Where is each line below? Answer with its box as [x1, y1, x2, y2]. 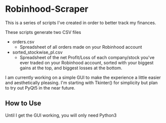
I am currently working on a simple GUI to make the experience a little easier [5, 74, 161, 80]
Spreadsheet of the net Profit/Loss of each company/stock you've [19, 54, 155, 60]
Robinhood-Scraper [5, 3, 89, 15]
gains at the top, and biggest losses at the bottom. [19, 65, 122, 71]
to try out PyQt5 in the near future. [5, 85, 75, 91]
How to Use [5, 99, 42, 108]
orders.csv [12, 38, 35, 45]
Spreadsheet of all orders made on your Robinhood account [19, 44, 142, 50]
